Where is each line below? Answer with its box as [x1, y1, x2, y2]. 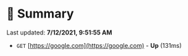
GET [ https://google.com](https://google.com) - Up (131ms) [16, 41, 183, 49]
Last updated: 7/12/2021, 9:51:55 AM [6, 28, 113, 36]
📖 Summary [6, 6, 74, 22]
